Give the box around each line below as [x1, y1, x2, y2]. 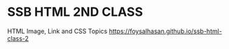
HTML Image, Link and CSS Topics [7, 27, 108, 35]
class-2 [7, 34, 29, 42]
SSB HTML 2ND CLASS [7, 4, 144, 20]
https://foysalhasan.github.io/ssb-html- [109, 27, 223, 35]
